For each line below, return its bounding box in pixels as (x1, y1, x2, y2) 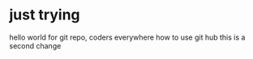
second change (9, 40, 62, 50)
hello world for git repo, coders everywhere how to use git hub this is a (9, 32, 246, 42)
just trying (9, 6, 80, 24)
